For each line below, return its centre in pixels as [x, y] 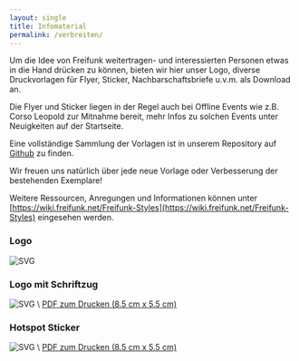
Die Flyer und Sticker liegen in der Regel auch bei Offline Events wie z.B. [144, 107]
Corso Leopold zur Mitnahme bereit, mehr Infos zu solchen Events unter [144, 117]
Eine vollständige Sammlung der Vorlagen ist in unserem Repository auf [143, 144]
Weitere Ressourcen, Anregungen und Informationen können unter [134, 198]
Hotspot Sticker [44, 327]
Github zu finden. [42, 153]
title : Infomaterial [48, 26]
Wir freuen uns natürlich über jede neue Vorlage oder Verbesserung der [144, 171]
